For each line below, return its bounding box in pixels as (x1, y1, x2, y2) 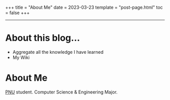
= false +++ (5, 10, 30, 16)
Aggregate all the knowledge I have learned (12, 49, 104, 55)
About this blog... (5, 32, 80, 44)
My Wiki (12, 54, 30, 60)
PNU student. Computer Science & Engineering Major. (5, 89, 118, 95)
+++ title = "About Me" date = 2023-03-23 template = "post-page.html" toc (5, 5, 163, 10)
